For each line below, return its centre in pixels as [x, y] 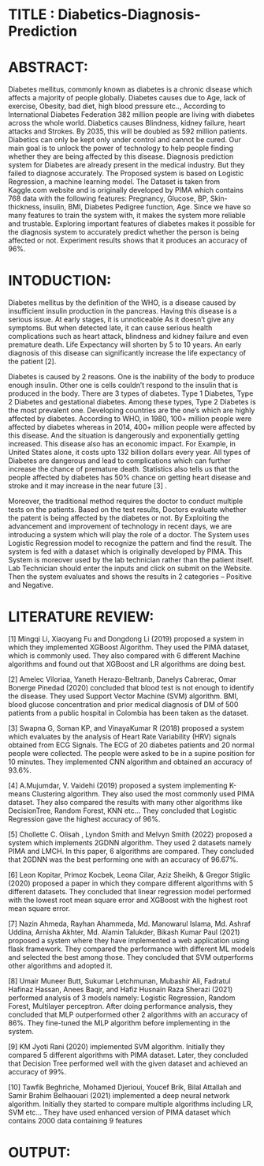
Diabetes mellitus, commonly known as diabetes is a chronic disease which [130, 89]
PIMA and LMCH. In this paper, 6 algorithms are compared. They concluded [131, 851]
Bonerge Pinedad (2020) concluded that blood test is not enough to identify [131, 688]
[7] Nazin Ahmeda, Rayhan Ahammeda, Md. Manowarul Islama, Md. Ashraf [129, 923]
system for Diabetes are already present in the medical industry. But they [126, 165]
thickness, [25, 207]
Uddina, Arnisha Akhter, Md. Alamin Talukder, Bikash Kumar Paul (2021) [124, 932]
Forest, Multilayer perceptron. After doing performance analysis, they [121, 1006]
